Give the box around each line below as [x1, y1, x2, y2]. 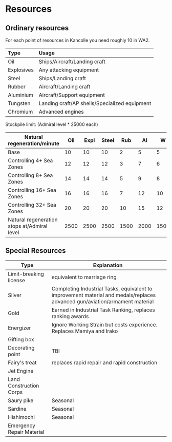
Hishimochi [8, 413, 35, 420]
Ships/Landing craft [38, 75, 86, 82]
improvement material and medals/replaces [51, 291, 156, 299]
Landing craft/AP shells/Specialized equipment [38, 100, 152, 107]
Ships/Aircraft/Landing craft [38, 58, 106, 65]
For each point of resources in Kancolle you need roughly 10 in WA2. [5, 37, 150, 43]
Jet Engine [8, 367, 34, 374]
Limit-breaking [8, 270, 45, 278]
